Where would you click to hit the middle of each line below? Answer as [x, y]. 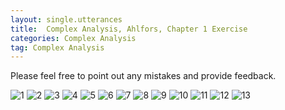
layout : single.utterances [66, 19]
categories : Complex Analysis [73, 38]
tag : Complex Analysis [57, 47]
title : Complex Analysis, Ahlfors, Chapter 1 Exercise [129, 29]
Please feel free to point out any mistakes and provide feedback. [143, 76]
